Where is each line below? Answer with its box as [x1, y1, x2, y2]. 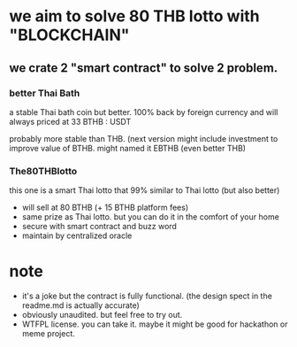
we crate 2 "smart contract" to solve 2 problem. [9, 60, 278, 75]
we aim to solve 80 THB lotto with [9, 6, 261, 27]
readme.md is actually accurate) [21, 300, 140, 311]
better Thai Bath [9, 87, 80, 99]
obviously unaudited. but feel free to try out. [21, 310, 183, 320]
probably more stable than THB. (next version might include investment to [9, 133, 278, 143]
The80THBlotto [9, 165, 78, 177]
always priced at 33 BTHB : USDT [9, 116, 132, 127]
